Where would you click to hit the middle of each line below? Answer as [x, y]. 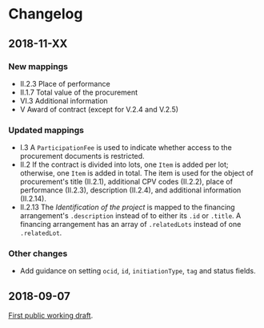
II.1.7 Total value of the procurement [79, 92]
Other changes [38, 253]
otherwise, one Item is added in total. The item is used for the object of [136, 173]
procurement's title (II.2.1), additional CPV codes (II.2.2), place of [126, 182]
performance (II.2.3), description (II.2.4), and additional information [130, 190]
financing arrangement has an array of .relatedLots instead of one [130, 225]
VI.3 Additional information [64, 100]
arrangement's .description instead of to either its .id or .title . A [130, 216]
